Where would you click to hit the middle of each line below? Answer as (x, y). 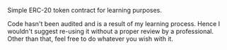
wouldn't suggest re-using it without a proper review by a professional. (111, 31)
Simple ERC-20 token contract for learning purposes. (85, 10)
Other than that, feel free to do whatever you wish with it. (90, 39)
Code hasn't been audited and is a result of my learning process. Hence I (114, 24)
